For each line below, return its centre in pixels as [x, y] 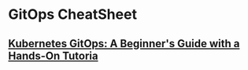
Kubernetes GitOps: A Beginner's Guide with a [124, 44]
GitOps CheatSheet [73, 15]
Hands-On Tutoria [53, 55]
